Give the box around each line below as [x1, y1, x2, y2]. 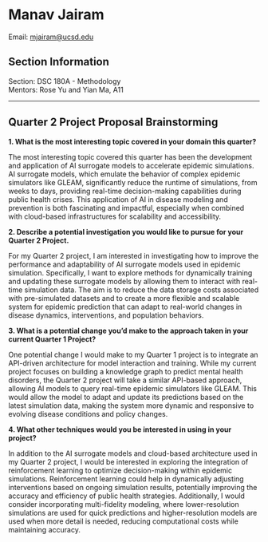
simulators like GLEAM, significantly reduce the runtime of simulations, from [8, 177, 258, 187]
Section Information [8, 55, 110, 69]
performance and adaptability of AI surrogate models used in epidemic [8, 259, 241, 269]
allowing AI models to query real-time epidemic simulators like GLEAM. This [8, 383, 258, 393]
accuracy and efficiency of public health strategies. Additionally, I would [8, 491, 246, 500]
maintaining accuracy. [8, 524, 81, 534]
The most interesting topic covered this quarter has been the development [8, 152, 253, 161]
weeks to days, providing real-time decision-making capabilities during [8, 186, 242, 196]
